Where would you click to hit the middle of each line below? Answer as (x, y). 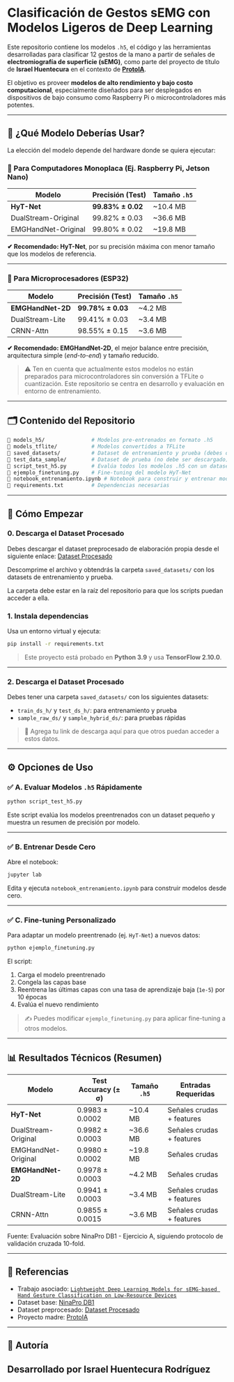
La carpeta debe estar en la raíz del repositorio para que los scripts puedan (115, 590)
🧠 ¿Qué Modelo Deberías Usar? (76, 133)
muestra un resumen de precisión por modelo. (74, 822)
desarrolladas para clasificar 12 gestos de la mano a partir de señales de (111, 54)
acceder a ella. (29, 598)
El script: (20, 961)
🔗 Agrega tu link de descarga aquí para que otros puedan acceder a (122, 731)
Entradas (195, 1085)
